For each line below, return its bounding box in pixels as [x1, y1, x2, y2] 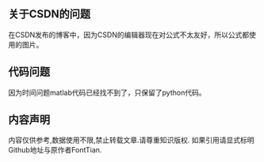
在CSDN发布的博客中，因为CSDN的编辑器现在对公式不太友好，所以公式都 [8, 30, 250, 40]
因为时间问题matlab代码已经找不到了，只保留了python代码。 [8, 88, 206, 97]
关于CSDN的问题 [8, 7, 91, 21]
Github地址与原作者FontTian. [8, 145, 102, 155]
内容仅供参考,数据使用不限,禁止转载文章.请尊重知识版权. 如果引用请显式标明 [8, 135, 255, 145]
